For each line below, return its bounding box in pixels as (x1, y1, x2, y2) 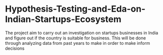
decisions (5, 45, 24, 51)
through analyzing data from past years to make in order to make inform (5, 40, 150, 46)
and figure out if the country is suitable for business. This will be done (5, 35, 146, 41)
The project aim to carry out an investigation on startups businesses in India (5, 30, 158, 36)
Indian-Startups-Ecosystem (5, 14, 121, 25)
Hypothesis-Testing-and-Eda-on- (5, 3, 146, 15)
